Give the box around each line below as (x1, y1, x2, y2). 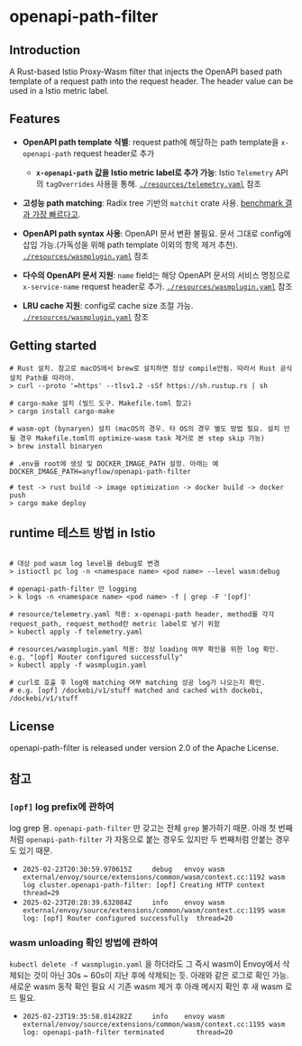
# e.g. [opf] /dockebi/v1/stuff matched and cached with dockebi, (9, 686, 264, 696)
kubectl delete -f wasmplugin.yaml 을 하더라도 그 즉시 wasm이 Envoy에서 (9, 958, 281, 969)
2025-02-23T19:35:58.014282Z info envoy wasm (22, 1013, 225, 1022)
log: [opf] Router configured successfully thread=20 (22, 913, 233, 922)
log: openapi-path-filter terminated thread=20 (22, 1028, 233, 1037)
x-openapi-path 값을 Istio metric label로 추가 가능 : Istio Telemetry (35, 167, 273, 178)
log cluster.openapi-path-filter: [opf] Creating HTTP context (22, 880, 266, 890)
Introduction (9, 42, 81, 58)
